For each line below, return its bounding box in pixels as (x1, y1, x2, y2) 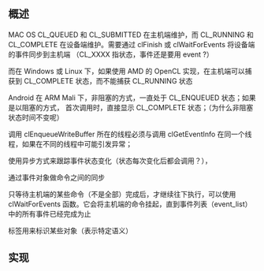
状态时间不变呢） (8, 113, 64, 122)
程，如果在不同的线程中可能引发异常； (8, 139, 132, 148)
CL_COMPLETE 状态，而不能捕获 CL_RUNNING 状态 (23, 76, 193, 85)
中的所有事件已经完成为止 (8, 209, 91, 218)
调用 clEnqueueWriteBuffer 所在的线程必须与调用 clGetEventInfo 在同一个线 (8, 129, 252, 139)
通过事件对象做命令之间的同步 (8, 173, 105, 182)
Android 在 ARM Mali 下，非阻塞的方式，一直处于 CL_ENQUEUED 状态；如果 (8, 93, 256, 102)
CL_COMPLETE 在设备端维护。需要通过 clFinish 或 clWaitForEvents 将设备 (8, 39, 248, 49)
